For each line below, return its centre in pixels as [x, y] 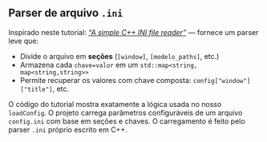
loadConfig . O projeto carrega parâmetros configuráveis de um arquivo [125, 112]
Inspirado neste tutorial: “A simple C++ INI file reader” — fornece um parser [133, 32]
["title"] [36, 89]
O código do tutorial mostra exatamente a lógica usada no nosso [115, 104]
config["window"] [222, 81]
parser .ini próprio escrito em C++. [68, 129]
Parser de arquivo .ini [65, 13]
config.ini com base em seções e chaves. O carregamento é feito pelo [127, 121]
